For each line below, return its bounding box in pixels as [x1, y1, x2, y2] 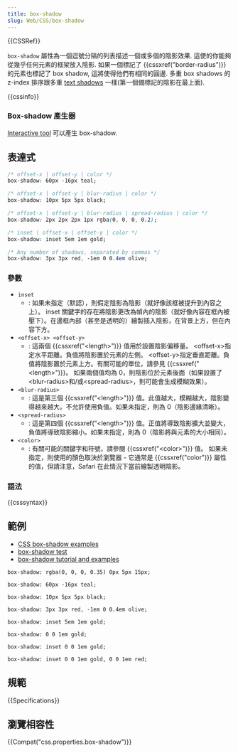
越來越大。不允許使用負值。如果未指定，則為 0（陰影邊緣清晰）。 [34, 402, 225, 411]
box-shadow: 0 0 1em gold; [7, 631, 87, 638]
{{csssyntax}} [7, 498, 48, 506]
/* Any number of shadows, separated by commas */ [7, 248, 161, 256]
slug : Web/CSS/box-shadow [7, 17, 84, 24]
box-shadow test [17, 547, 67, 555]
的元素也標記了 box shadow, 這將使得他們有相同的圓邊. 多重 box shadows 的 [7, 69, 231, 78]
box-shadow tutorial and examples [17, 555, 119, 563]
